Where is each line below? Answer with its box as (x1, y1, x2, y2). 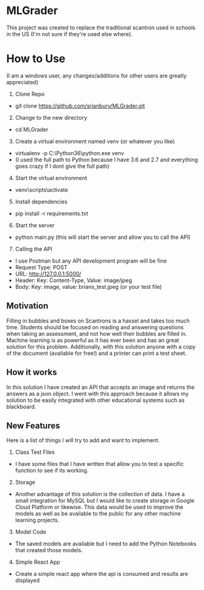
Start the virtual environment (15, 174, 87, 181)
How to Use (6, 52, 66, 66)
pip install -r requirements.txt (15, 209, 88, 217)
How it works (6, 367, 57, 377)
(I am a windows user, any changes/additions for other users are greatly (6, 71, 187, 79)
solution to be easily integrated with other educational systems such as (6, 396, 185, 404)
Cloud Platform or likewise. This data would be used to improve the (15, 503, 184, 511)
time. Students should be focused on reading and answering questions (6, 323, 184, 330)
